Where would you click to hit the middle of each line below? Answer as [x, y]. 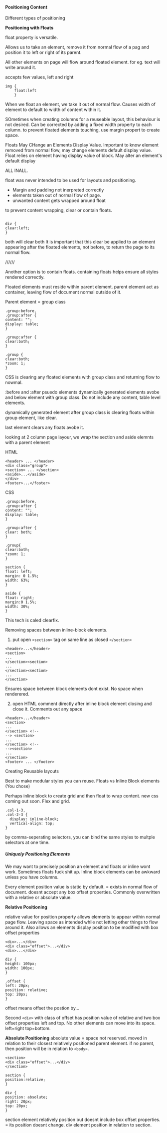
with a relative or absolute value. [39, 897]
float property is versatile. [32, 37]
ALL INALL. [17, 170]
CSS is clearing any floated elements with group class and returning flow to [83, 377]
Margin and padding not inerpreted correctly [58, 190]
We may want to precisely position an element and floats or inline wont [78, 866]
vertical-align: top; [32, 823]
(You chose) [18, 786]
